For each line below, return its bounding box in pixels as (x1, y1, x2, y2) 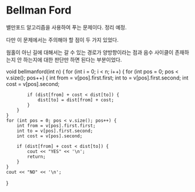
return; (27, 154, 46, 160)
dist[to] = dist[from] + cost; (37, 97, 115, 103)
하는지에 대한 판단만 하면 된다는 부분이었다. (23, 56, 122, 63)
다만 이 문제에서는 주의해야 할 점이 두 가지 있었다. (6, 36, 119, 43)
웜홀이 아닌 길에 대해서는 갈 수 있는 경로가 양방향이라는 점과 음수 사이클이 (6, 48, 174, 56)
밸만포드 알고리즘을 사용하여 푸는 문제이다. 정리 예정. (6, 24, 127, 31)
